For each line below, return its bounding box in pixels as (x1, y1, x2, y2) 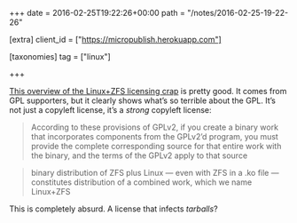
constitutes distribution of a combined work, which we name (30, 177, 253, 187)
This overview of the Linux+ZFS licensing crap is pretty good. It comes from (9, 86, 287, 96)
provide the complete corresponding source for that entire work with (30, 141, 282, 151)
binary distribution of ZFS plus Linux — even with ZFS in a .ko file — (30, 168, 279, 178)
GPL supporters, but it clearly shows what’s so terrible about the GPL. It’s (9, 95, 277, 106)
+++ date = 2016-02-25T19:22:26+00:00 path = (9, 8, 186, 18)
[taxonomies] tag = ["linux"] (9, 52, 111, 61)
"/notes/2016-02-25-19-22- (187, 8, 289, 18)
